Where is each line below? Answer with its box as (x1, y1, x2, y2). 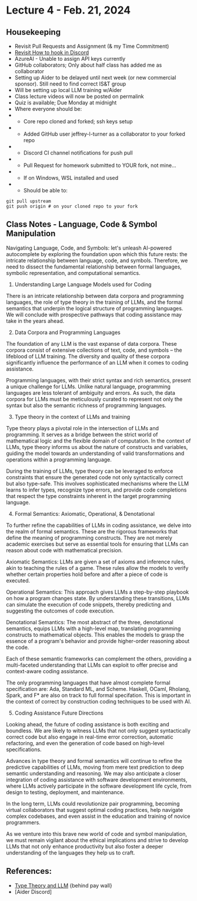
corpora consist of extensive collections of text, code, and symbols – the (6, 346, 182, 353)
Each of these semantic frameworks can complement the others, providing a (6, 655, 192, 662)
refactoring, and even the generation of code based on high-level (6, 739, 165, 746)
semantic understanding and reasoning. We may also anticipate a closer (6, 769, 181, 777)
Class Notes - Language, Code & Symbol (6, 219, 158, 230)
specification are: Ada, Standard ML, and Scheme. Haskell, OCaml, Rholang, (6, 685, 191, 692)
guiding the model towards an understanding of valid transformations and (6, 450, 185, 457)
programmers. (6, 818, 41, 826)
